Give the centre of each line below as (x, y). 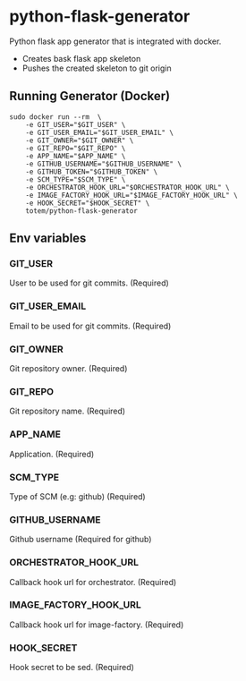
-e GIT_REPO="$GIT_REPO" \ (76, 148)
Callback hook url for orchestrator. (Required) (93, 582)
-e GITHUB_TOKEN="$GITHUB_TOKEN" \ (92, 172)
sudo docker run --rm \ (55, 117)
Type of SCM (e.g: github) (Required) (77, 496)
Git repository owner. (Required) (68, 369)
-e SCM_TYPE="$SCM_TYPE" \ (76, 179)
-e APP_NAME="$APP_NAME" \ (76, 156)
